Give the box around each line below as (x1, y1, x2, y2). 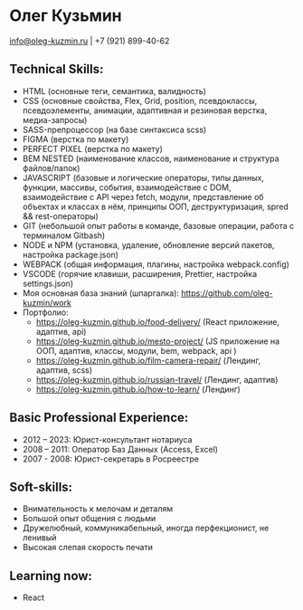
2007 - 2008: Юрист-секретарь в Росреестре (22, 453, 199, 464)
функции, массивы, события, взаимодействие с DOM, (22, 182, 232, 193)
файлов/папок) (22, 162, 80, 173)
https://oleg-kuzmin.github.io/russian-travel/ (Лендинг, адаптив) (35, 374, 279, 385)
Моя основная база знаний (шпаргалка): (22, 287, 179, 299)
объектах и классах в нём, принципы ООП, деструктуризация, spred (22, 201, 289, 212)
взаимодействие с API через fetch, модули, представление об (22, 191, 264, 202)
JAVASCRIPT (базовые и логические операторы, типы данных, (22, 172, 265, 183)
